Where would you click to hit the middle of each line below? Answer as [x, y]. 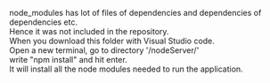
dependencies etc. [44, 22]
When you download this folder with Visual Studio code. [112, 41]
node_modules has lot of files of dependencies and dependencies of [135, 13]
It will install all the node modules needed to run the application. [126, 69]
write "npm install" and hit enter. [68, 60]
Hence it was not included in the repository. [89, 31]
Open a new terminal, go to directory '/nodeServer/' [104, 50]
